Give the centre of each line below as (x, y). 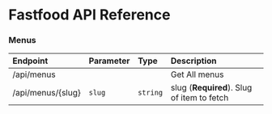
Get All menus (197, 74)
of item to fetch (200, 98)
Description (193, 61)
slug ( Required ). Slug (211, 88)
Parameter (109, 61)
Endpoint (30, 61)
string (150, 93)
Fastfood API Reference (89, 15)
